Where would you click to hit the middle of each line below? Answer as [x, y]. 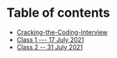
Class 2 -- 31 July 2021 [49, 47]
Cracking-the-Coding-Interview [62, 32]
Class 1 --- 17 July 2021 [50, 39]
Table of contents [58, 13]
